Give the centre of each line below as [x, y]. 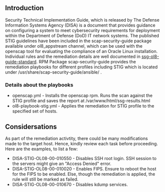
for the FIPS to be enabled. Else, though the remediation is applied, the [84, 174]
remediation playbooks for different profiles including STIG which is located [82, 67]
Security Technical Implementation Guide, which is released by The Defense [82, 20]
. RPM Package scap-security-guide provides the [86, 61]
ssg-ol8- [151, 56]
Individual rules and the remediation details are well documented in [73, 56]
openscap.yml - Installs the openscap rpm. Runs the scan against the [82, 96]
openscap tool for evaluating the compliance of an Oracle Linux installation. [82, 51]
